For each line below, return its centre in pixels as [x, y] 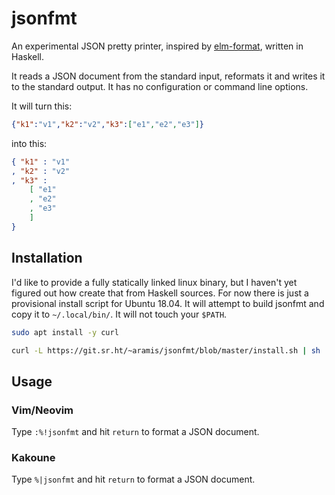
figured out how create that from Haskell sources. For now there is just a [160, 293]
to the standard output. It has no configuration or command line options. [160, 86]
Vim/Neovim [42, 410]
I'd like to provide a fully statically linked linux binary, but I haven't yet [154, 282]
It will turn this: [42, 106]
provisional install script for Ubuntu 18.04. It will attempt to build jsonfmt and [168, 303]
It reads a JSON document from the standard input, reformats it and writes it [168, 76]
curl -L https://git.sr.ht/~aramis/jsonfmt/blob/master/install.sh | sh [166, 350]
